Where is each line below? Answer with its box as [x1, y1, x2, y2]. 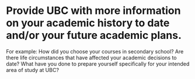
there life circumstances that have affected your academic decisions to [6, 54, 177, 61]
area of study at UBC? [6, 66, 60, 73]
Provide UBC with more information [6, 4, 181, 17]
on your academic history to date [6, 16, 170, 30]
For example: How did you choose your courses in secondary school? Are [6, 48, 184, 55]
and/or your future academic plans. [6, 29, 182, 42]
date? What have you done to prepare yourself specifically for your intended [6, 60, 190, 67]
